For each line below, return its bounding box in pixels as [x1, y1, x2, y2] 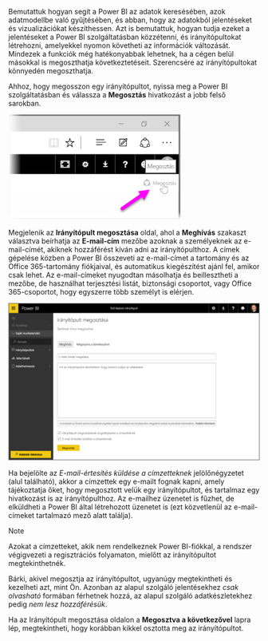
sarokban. [8, 99, 41, 108]
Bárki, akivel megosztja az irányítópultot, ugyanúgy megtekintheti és [8, 574, 233, 584]
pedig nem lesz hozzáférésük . [8, 599, 108, 609]
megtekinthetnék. [8, 559, 66, 568]
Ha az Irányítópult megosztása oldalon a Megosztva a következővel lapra [8, 615, 251, 625]
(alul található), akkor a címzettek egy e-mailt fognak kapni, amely [8, 477, 225, 486]
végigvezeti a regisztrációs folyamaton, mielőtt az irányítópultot [8, 550, 217, 560]
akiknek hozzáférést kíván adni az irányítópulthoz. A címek [46, 245, 240, 254]
